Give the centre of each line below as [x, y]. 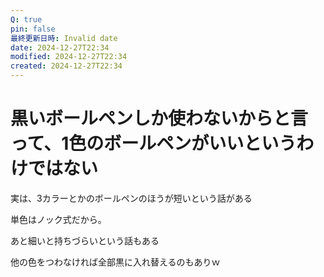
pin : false [33, 29]
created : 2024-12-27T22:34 [66, 66]
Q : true [26, 19]
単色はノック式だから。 [58, 219]
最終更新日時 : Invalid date [64, 38]
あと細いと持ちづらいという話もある [85, 240]
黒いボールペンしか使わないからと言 [159, 118]
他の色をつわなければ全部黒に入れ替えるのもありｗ [115, 262]
